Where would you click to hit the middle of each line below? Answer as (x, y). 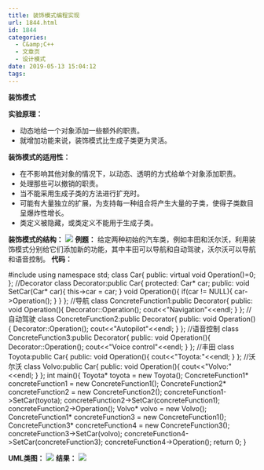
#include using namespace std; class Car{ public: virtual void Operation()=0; (132, 275)
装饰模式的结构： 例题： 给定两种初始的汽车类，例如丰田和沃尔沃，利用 (128, 239)
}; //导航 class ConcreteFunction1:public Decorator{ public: (158, 301)
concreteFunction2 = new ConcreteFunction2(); (85, 392)
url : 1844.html (33, 23)
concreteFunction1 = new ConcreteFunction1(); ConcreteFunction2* (117, 383)
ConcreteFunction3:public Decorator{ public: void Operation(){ (109, 337)
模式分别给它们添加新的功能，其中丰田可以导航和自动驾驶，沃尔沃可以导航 (135, 249)
